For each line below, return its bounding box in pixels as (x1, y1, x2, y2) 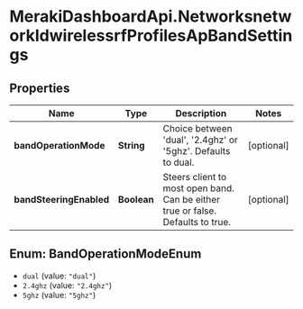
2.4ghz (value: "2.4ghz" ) (22, 279, 113, 290)
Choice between (162, 123, 233, 134)
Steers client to (162, 171, 227, 183)
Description (175, 107, 227, 119)
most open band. (162, 182, 234, 195)
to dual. (162, 156, 195, 168)
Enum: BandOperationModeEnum (9, 246, 202, 262)
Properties (9, 80, 70, 95)
